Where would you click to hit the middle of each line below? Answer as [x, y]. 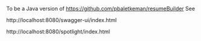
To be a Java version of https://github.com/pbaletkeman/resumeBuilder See [101, 9]
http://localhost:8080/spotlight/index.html [58, 31]
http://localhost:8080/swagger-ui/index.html [62, 20]
